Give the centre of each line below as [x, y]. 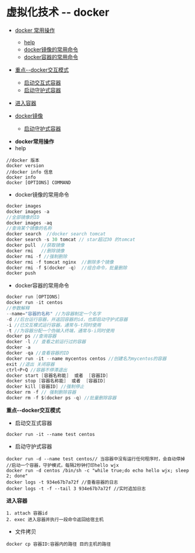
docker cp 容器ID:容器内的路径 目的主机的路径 [58, 544]
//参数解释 [18, 308]
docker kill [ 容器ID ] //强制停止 [45, 387]
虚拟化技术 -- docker [58, 12]
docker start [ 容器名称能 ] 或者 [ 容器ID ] [57, 375]
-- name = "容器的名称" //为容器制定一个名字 [54, 314]
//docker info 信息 [30, 172]
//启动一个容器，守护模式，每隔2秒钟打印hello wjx [62, 465]
